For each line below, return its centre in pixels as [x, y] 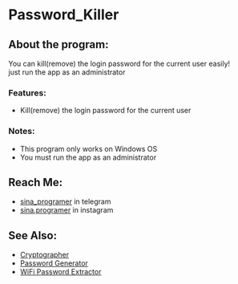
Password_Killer [64, 15]
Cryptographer [44, 255]
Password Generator [54, 263]
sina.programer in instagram [67, 210]
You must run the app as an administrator [88, 157]
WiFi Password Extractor [61, 272]
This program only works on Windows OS [89, 148]
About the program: [58, 45]
